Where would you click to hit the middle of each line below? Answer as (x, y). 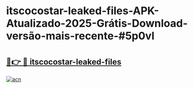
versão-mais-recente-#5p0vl (80, 36)
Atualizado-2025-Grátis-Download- (97, 23)
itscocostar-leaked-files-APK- (83, 11)
